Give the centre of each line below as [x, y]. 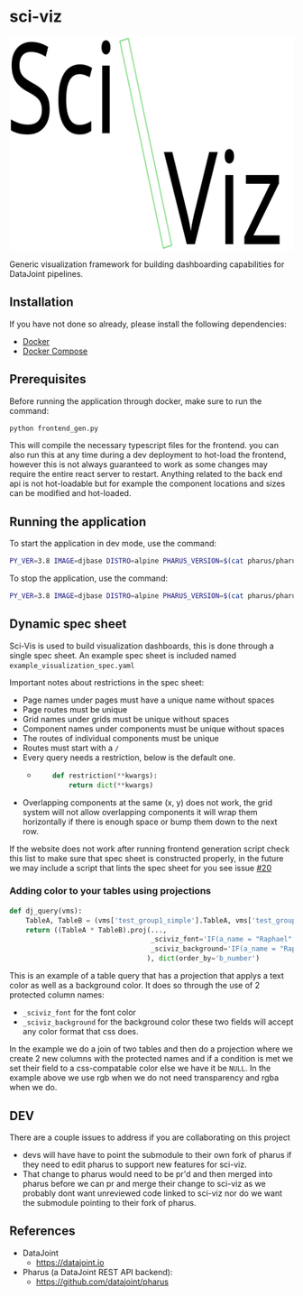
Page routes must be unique [75, 709]
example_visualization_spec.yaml [72, 666]
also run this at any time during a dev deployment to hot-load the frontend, [148, 455]
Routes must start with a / [71, 748]
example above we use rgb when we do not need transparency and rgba [144, 1078]
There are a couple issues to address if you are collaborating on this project [150, 1137]
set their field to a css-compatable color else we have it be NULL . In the [140, 1068]
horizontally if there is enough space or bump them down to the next [150, 822]
